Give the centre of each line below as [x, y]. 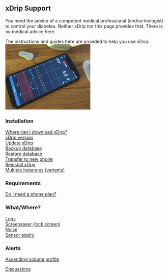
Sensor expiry [20, 235]
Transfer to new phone [29, 159]
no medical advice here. [31, 31]
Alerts [13, 248]
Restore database [24, 154]
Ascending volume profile [32, 259]
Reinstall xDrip [20, 165]
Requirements [23, 183]
